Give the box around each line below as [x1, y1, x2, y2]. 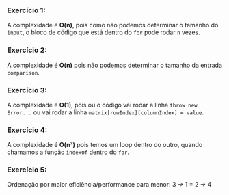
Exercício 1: [7, 5, 46, 15]
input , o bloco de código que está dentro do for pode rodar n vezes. [7, 28, 200, 36]
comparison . [7, 68, 40, 77]
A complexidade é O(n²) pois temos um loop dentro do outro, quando [7, 141, 203, 149]
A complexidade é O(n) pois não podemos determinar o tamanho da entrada [7, 61, 223, 69]
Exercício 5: [7, 165, 47, 174]
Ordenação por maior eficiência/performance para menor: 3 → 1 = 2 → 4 [7, 181, 212, 189]
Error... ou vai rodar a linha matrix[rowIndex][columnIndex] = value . [7, 108, 204, 116]
